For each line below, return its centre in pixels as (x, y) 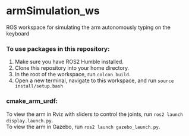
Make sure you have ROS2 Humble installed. (69, 62)
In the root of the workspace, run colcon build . (73, 75)
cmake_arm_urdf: (32, 101)
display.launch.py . (30, 120)
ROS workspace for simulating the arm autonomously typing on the (89, 27)
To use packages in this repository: (58, 48)
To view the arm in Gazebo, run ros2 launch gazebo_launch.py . (83, 127)
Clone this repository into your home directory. (72, 68)
